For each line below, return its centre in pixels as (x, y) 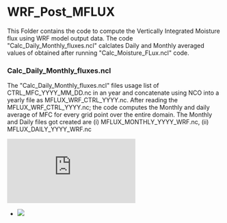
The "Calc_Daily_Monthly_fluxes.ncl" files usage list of (83, 86)
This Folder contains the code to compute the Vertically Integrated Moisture (114, 31)
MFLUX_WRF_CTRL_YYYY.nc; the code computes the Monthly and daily (108, 108)
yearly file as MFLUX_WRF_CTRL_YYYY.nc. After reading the (92, 100)
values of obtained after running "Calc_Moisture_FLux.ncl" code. (98, 53)
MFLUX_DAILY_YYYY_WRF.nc (50, 129)
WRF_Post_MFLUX (61, 12)
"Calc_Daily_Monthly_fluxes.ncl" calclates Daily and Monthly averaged (106, 45)
